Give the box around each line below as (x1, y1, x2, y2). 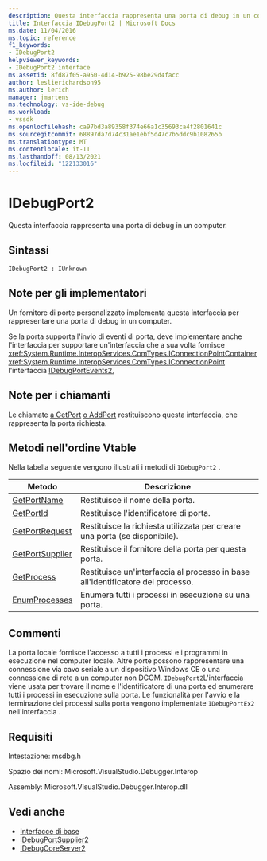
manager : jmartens (8, 93, 69, 101)
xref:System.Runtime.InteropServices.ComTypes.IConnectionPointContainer (8, 348, 257, 358)
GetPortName (12, 495, 64, 506)
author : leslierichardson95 (8, 78, 102, 86)
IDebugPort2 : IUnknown (8, 265, 87, 273)
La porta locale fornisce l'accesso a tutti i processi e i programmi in (8, 647, 228, 658)
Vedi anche (8, 805, 66, 819)
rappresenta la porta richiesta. (8, 418, 107, 427)
